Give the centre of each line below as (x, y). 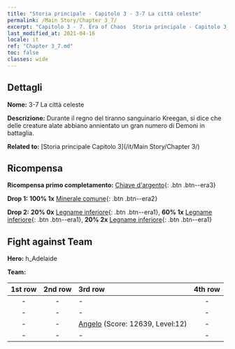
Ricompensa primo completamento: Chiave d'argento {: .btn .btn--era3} (112, 185)
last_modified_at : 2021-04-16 (51, 33)
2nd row (57, 290)
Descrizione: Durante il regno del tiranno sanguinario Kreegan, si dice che (114, 118)
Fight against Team (50, 242)
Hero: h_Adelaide (32, 259)
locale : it (23, 40)
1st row (24, 290)
